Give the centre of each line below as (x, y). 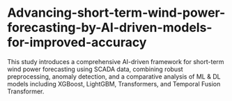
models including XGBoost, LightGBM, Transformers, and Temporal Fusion (114, 84)
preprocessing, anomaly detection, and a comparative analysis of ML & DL (114, 76)
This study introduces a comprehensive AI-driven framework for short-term (116, 61)
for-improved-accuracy (77, 42)
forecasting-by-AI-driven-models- (110, 28)
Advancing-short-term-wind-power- (116, 13)
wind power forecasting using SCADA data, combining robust (95, 69)
